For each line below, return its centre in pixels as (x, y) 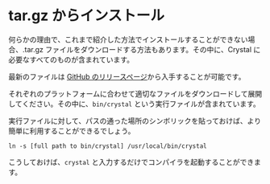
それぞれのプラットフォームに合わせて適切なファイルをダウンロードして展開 (135, 93)
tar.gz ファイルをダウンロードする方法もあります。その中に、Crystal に (143, 49)
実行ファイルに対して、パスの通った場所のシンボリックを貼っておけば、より (135, 121)
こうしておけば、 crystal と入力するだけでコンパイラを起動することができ (131, 162)
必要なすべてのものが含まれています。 (71, 59)
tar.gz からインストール (87, 16)
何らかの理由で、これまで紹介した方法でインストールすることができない (128, 39)
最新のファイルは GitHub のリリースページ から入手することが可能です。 (127, 76)
